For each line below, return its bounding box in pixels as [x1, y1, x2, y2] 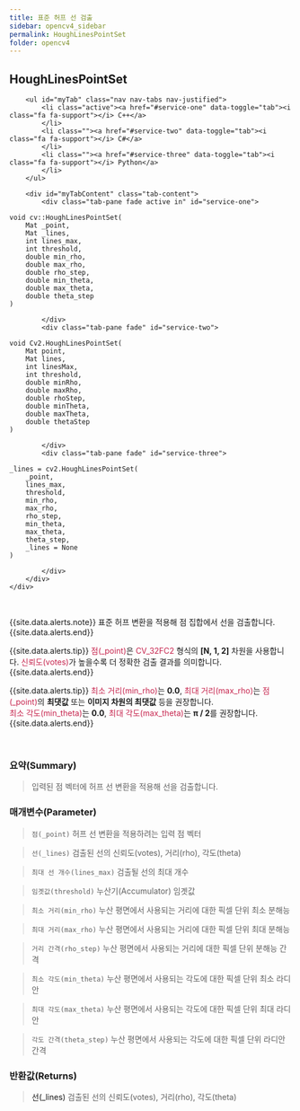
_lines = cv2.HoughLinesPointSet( [9, 464, 139, 474]
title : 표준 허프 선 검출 [9, 13, 93, 22]
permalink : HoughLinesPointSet [9, 30, 127, 39]
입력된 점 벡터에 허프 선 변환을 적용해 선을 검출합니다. [31, 781, 218, 792]
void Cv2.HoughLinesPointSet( [9, 339, 123, 348]
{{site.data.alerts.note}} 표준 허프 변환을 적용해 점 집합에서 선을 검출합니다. [9, 617, 276, 628]
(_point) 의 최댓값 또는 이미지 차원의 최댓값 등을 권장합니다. [9, 697, 214, 708]
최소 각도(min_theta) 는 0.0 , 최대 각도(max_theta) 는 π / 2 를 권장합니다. [9, 708, 259, 719]
